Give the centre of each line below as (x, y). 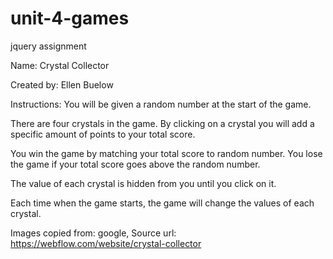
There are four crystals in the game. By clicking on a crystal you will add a (162, 123)
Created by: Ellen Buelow (62, 84)
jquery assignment (48, 46)
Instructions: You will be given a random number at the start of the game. (161, 104)
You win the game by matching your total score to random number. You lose (166, 153)
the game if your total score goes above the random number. (135, 164)
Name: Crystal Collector (60, 65)
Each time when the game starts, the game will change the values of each (162, 203)
